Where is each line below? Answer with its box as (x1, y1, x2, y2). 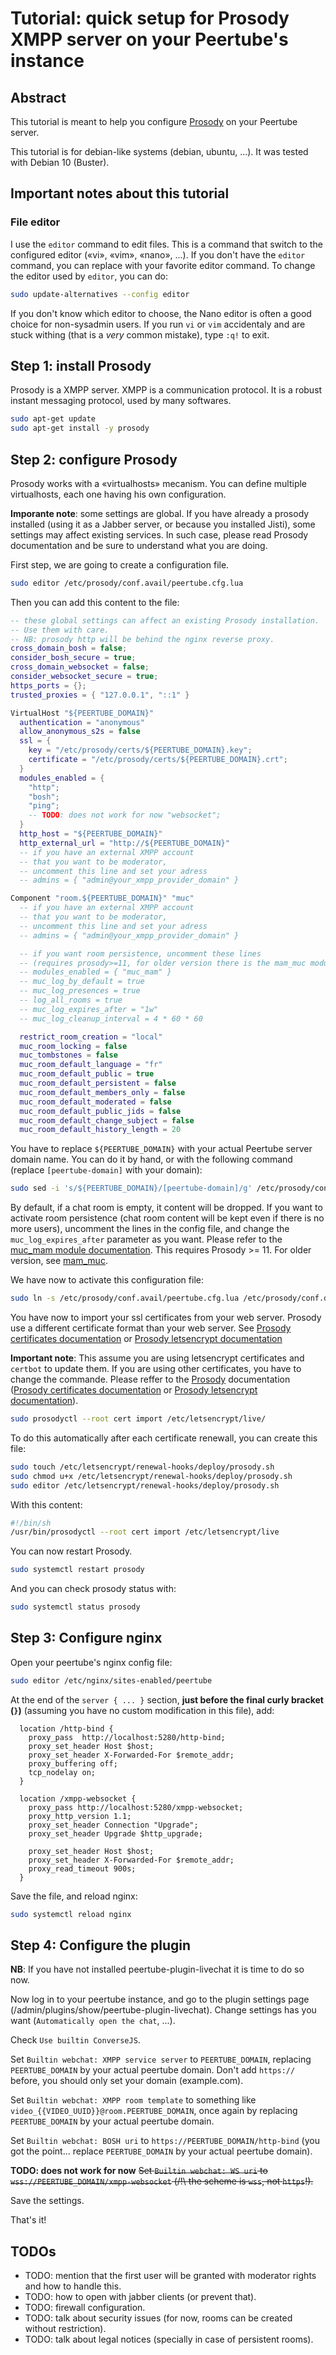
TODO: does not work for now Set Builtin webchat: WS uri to (10, 2165, 268, 2177)
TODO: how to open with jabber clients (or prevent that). (24, 2291, 257, 2303)
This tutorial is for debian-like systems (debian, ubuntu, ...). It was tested (10, 146, 309, 157)
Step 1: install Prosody (10, 357, 152, 374)
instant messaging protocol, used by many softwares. (10, 395, 232, 407)
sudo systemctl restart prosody (10, 1565, 145, 1575)
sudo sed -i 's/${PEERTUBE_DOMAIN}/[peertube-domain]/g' (10, 1183, 253, 1194)
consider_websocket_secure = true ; (10, 672, 159, 682)
